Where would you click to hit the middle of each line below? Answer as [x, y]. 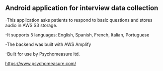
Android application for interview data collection [82, 8]
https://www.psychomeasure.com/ [41, 63]
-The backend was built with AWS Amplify [48, 44]
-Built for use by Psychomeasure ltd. [43, 54]
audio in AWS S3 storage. [31, 25]
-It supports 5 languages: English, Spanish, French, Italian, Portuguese [77, 35]
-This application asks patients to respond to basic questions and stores [79, 20]
